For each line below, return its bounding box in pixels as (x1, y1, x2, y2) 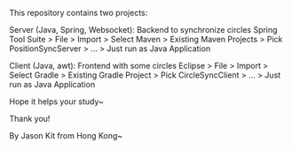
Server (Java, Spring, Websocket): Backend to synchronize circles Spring (9, 25, 278, 34)
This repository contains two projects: (9, 8, 148, 18)
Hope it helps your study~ (9, 96, 105, 107)
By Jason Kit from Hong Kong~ (9, 131, 123, 140)
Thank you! (9, 114, 51, 124)
